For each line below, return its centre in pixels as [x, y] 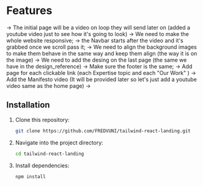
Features [29, 11]
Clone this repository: [42, 120]
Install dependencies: [42, 165]
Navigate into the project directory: [59, 142]
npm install [30, 177]
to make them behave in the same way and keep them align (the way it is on [102, 53]
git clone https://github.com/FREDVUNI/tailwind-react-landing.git [103, 131]
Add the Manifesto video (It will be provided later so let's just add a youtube [102, 79]
